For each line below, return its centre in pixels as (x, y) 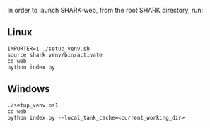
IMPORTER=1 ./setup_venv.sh (49, 49)
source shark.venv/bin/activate (55, 55)
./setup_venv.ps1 (33, 105)
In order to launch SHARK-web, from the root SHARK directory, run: (105, 10)
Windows (29, 89)
